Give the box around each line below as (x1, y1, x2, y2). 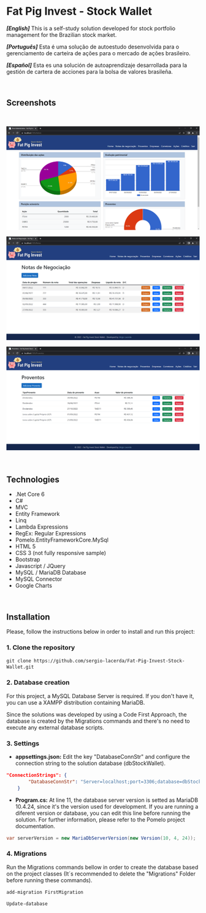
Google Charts (15, 582, 52, 589)
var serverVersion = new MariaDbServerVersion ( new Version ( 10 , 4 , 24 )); (6, 835, 196, 841)
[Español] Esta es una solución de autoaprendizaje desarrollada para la (6, 61, 188, 69)
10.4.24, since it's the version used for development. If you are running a (15, 802, 199, 810)
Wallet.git (6, 664, 34, 670)
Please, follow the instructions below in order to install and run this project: (6, 627, 195, 635)
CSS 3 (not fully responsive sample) (15, 550, 106, 557)
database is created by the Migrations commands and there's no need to (6, 717, 190, 725)
